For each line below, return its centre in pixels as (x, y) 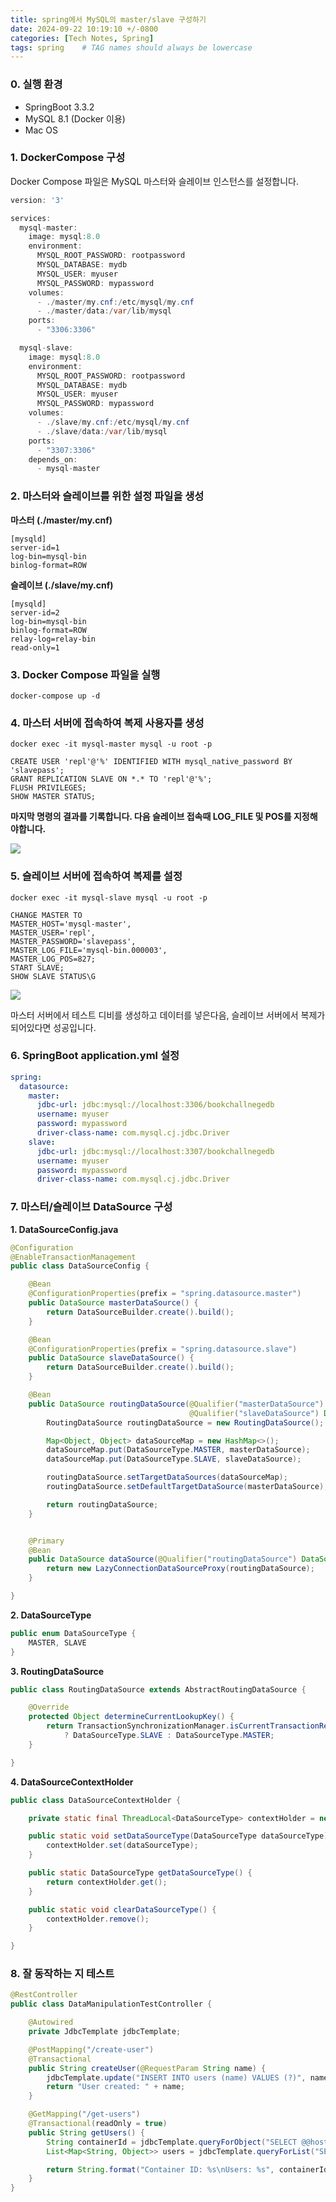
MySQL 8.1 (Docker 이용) (75, 118)
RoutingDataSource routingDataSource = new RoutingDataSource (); (185, 1422)
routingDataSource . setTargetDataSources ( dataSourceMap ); (167, 1477)
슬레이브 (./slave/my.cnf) (62, 585)
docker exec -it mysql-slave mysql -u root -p (109, 897)
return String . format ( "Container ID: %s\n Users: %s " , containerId (187, 2169)
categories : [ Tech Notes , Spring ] (82, 38)
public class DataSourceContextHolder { (96, 1800)
